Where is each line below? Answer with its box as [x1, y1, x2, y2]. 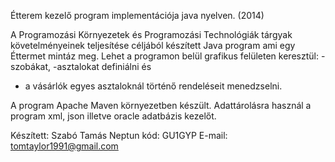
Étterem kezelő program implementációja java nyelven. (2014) [10, 10, 265, 21]
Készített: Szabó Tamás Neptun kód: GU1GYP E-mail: [10, 130, 228, 141]
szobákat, [10, 61, 52, 72]
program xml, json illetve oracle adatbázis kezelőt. [10, 110, 217, 122]
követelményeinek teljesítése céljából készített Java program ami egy [10, 40, 296, 51]
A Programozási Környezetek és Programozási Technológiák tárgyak [10, 29, 293, 40]
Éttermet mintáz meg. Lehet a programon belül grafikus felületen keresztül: [10, 50, 319, 62]
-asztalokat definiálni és [52, 61, 152, 72]
